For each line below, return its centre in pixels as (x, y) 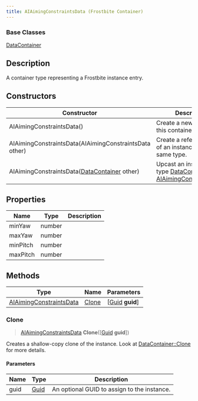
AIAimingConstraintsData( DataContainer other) (74, 171)
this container (175, 130)
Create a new (174, 122)
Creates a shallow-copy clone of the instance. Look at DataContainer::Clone (98, 344)
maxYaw (21, 236)
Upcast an (170, 164)
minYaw (20, 226)
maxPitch (22, 255)
